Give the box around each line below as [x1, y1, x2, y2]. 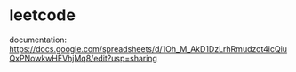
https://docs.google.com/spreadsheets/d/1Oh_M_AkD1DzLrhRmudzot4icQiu [9, 43, 287, 54]
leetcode [9, 5, 76, 25]
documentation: [9, 34, 68, 45]
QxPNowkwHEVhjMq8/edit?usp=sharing [9, 53, 158, 63]
